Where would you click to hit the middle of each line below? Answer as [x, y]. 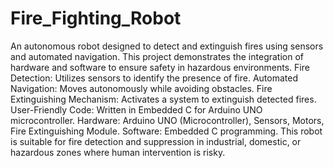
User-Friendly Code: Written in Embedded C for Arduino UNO [136, 109]
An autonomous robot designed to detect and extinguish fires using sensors [167, 46]
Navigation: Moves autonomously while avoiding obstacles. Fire [141, 88]
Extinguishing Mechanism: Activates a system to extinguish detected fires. [163, 99]
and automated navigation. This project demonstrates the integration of [157, 56]
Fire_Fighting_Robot [96, 18]
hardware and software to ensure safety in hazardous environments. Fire [160, 67]
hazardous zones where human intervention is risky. [118, 152]
